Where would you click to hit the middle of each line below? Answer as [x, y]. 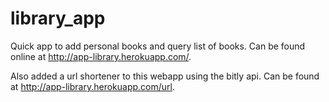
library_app [58, 18]
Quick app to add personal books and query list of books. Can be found [158, 46]
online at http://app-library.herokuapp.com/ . [101, 56]
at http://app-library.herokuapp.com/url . [93, 86]
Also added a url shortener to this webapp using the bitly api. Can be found [165, 76]
